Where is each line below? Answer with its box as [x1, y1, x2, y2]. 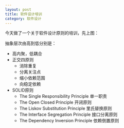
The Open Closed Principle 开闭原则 [19, 99, 92, 105]
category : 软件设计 [5, 16, 42, 21]
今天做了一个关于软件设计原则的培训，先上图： [5, 30, 99, 36]
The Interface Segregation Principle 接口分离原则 [19, 111, 118, 117]
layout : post [5, 7, 32, 12]
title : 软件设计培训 [5, 12, 42, 17]
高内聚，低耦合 [12, 51, 42, 56]
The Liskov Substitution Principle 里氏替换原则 [19, 106, 112, 111]
